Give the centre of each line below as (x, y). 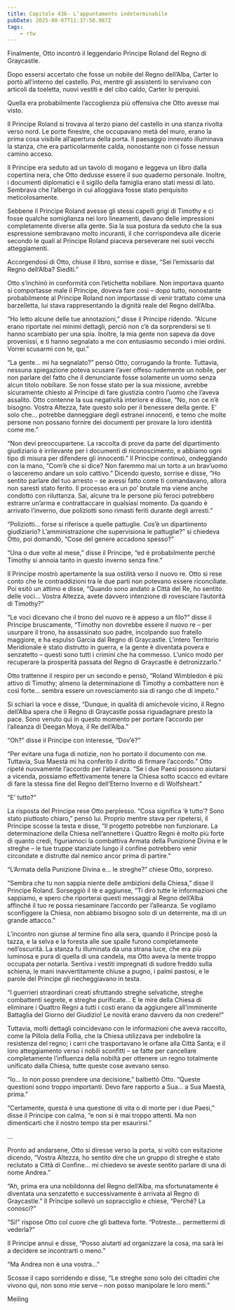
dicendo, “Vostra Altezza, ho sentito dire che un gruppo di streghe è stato (114, 1157)
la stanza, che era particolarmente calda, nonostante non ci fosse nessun (113, 147)
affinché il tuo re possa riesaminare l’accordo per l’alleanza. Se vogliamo (112, 906)
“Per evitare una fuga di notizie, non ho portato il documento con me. (107, 754)
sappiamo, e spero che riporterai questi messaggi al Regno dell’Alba (105, 898)
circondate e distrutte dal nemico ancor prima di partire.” (89, 856)
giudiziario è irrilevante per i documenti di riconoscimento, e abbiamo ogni (115, 451)
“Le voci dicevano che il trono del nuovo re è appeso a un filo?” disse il (109, 617)
